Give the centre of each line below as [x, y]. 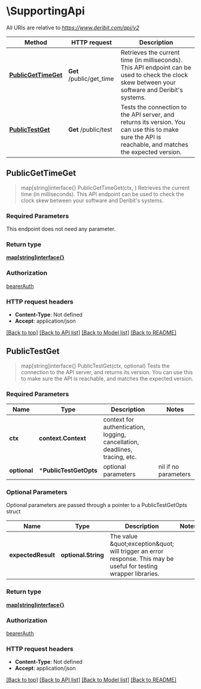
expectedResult [32, 555]
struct [13, 512]
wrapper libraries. [135, 574]
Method [36, 42]
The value [124, 536]
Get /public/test [90, 129]
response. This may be [142, 559]
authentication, [124, 427]
